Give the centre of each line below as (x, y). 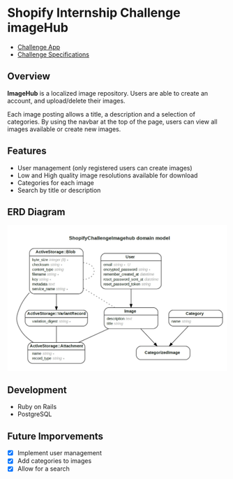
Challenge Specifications (53, 54)
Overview (29, 76)
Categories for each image (55, 182)
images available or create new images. (64, 129)
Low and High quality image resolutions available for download (107, 175)
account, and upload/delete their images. (66, 101)
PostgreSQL (35, 414)
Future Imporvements (55, 436)
